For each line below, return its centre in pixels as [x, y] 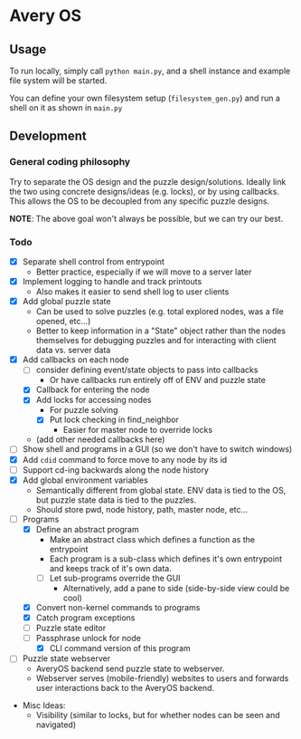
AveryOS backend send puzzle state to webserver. [130, 669]
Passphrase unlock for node [89, 638]
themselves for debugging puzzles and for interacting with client [156, 341]
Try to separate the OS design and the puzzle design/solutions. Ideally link [148, 181]
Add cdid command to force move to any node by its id [125, 459]
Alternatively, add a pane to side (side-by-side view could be [176, 588]
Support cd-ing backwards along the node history [116, 470]
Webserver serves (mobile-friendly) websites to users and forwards [162, 678]
